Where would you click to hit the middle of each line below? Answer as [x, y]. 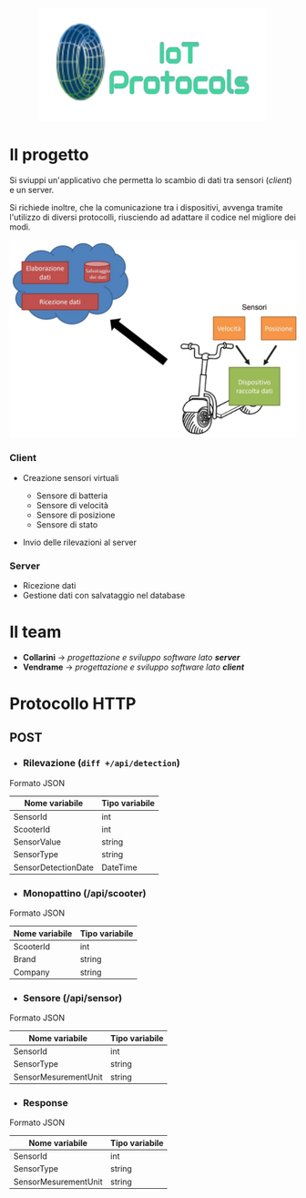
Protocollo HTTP [73, 704]
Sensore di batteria [72, 496]
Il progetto [49, 155]
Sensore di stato [67, 524]
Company [31, 972]
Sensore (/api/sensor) [72, 998]
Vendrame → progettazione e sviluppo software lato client [133, 667]
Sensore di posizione [76, 515]
